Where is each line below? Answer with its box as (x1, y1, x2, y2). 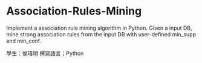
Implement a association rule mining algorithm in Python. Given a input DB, (6, 24, 192, 31)
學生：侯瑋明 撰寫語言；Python (6, 50, 84, 57)
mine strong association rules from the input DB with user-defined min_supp (6, 30, 197, 38)
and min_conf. (6, 37, 42, 44)
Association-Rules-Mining (6, 4, 142, 18)
